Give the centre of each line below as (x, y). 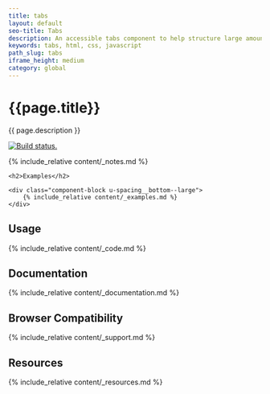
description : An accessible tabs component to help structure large (125, 38)
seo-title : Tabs (35, 31)
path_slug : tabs (35, 53)
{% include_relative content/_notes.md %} (78, 161)
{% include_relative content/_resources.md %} (86, 382)
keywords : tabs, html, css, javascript (75, 46)
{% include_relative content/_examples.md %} (100, 197)
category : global (37, 68)
